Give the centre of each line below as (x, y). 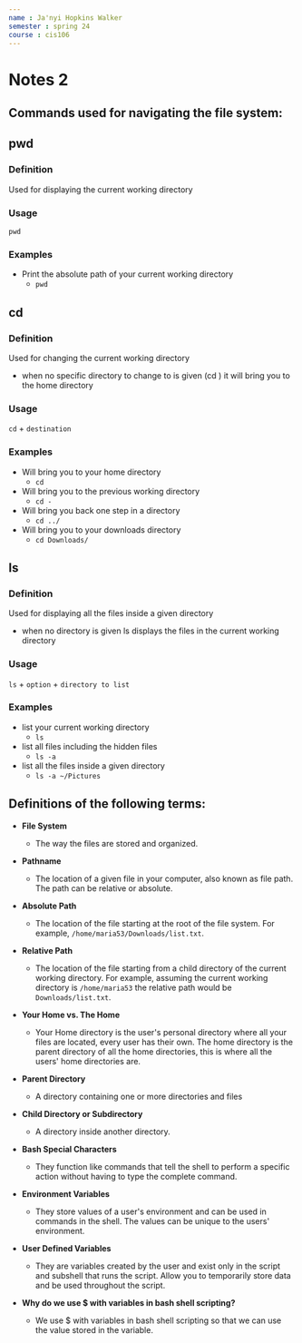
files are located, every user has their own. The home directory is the (164, 1042)
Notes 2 (39, 79)
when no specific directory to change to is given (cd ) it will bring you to (156, 375)
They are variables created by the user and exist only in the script (158, 1266)
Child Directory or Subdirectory (82, 1113)
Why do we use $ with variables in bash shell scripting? (128, 1302)
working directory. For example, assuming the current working (151, 977)
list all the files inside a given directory (93, 765)
